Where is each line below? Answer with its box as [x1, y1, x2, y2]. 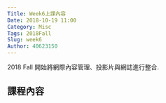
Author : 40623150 [7, 43, 58, 50]
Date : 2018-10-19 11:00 [7, 17, 77, 24]
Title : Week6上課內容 [7, 10, 67, 18]
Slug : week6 [7, 36, 42, 43]
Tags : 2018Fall [7, 29, 52, 37]
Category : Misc [7, 23, 52, 30]
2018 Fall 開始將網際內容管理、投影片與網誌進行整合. [7, 63, 160, 71]
